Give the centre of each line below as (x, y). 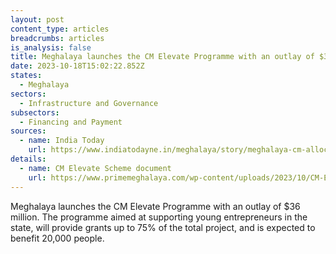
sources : (28, 131)
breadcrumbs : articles (57, 38)
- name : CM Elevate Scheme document (95, 168)
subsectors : (35, 112)
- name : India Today (62, 141)
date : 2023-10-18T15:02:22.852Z (77, 66)
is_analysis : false (51, 47)
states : (26, 76)
